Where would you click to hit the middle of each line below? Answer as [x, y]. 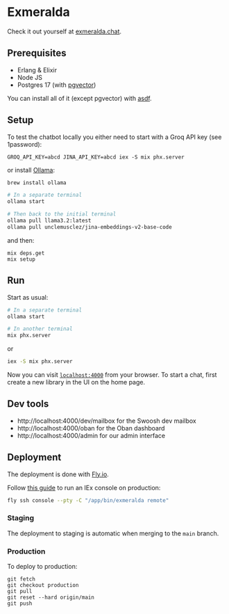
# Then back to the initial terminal [62, 214]
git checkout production [43, 585]
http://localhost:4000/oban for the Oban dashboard [91, 428]
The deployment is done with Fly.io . [58, 474]
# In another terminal [40, 329]
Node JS [30, 77]
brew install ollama [37, 183]
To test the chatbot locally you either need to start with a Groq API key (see [114, 137]
